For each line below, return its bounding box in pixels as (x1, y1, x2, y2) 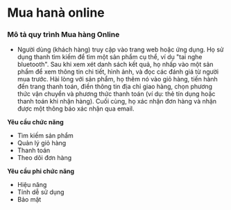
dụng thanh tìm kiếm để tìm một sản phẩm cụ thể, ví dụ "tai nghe (17, 53, 203, 61)
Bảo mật (17, 195, 42, 204)
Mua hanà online (7, 5, 105, 21)
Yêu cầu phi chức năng (7, 167, 75, 175)
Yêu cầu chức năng (7, 118, 64, 127)
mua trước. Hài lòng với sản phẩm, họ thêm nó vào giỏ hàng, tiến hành (17, 75, 219, 83)
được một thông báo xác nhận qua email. (17, 104, 135, 113)
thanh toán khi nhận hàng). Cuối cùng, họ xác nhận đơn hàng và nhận (17, 97, 217, 106)
